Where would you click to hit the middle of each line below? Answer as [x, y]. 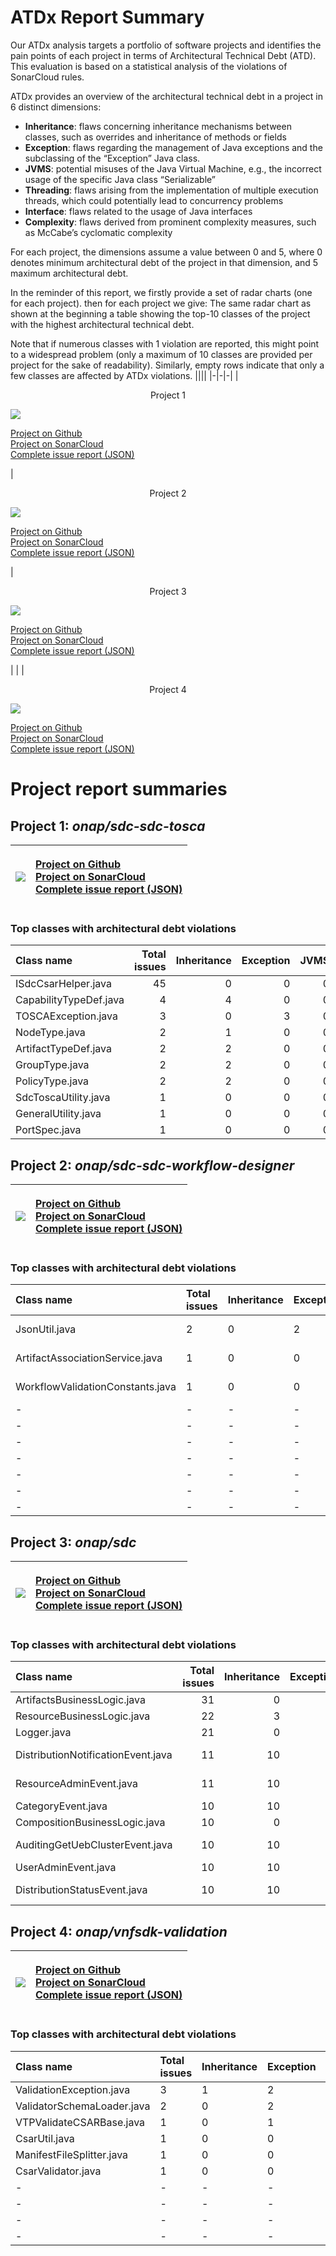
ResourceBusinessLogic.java [83, 1716]
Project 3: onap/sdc [73, 1542]
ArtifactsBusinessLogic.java [80, 1700]
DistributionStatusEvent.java [81, 1890]
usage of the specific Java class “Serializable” [120, 179]
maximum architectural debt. [69, 273]
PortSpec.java [48, 1130]
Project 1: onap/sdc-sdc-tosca [108, 826]
